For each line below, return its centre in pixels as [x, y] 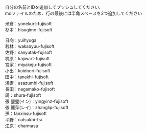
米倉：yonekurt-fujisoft [28, 24]
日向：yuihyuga [21, 40]
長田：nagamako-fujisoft [30, 89]
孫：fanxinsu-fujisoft [26, 113]
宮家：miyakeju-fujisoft [28, 65]
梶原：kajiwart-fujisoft [27, 58]
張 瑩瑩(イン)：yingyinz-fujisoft [37, 101]
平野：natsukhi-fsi [24, 120]
